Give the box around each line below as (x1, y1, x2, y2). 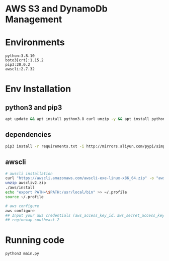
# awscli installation (5, 171, 53, 176)
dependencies (5, 130, 51, 139)
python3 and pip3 (5, 103, 62, 112)
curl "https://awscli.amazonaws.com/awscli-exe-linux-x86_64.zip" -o (5, 176, 154, 181)
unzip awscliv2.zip (5, 181, 46, 186)
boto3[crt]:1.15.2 (5, 58, 44, 63)
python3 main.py (5, 251, 39, 256)
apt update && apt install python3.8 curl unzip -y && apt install (5, 117, 150, 122)
